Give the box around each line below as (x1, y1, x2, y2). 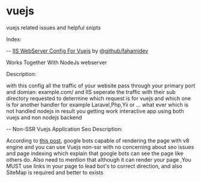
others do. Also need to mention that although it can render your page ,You (6, 156, 191, 163)
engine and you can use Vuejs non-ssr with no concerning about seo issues (6, 143, 194, 150)
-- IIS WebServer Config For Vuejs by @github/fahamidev (6, 47, 149, 54)
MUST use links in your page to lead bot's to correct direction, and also (6, 162, 182, 169)
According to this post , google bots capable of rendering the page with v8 (6, 136, 190, 144)
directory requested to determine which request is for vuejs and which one (6, 95, 191, 102)
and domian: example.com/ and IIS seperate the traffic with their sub (6, 88, 176, 95)
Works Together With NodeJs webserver (6, 59, 107, 66)
